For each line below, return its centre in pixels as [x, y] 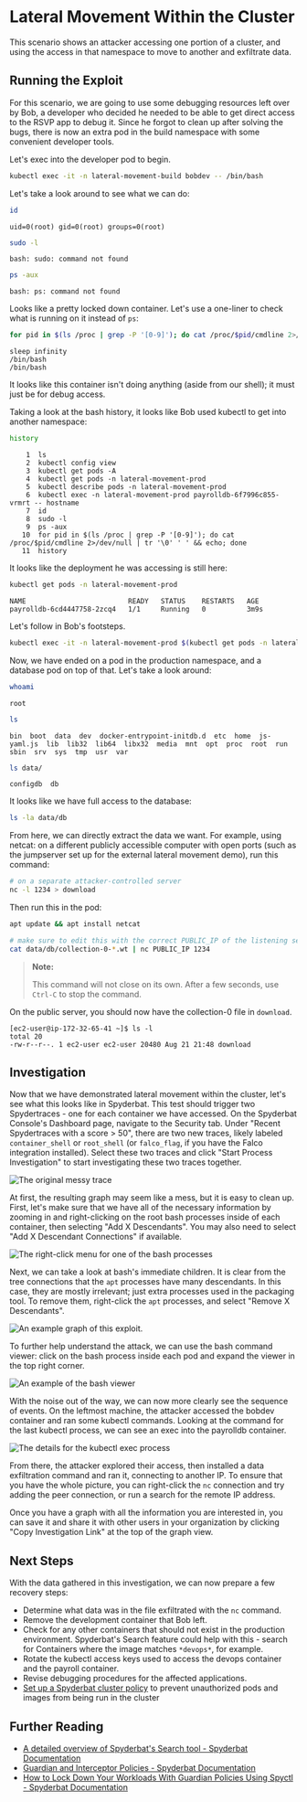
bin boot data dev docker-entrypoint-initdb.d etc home [130, 736]
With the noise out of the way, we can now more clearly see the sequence [149, 1402]
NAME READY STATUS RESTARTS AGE [134, 601]
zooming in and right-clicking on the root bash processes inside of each [145, 1217]
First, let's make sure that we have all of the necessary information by [140, 1208]
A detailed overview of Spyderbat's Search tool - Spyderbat [135, 1749]
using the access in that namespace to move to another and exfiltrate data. [151, 51]
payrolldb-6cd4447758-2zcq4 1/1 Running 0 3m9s [136, 609]
